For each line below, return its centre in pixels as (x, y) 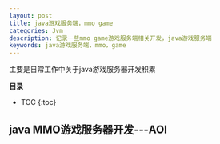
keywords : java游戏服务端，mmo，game (68, 46)
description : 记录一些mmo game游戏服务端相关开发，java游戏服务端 (110, 38)
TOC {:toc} (38, 102)
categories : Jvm (36, 30)
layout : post (31, 16)
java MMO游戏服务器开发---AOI (88, 129)
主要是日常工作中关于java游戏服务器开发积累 (82, 70)
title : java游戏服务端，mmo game (61, 23)
